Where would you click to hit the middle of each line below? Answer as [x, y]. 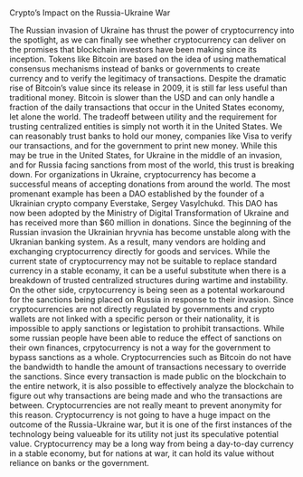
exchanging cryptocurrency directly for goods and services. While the [140, 252]
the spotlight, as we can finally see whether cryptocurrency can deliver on [148, 40]
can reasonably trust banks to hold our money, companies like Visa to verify [151, 136]
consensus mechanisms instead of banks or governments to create [135, 69]
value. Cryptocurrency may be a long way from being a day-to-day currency [151, 444]
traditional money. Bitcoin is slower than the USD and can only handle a [142, 98]
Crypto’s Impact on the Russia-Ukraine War [90, 13]
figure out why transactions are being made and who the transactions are [146, 396]
